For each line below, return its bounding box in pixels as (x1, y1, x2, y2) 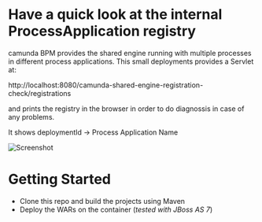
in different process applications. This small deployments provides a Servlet (8, 57, 254, 66)
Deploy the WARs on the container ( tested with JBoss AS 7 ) (19, 205, 213, 214)
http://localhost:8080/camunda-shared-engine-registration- (8, 80, 204, 90)
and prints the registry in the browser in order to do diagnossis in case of (8, 104, 245, 113)
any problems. (8, 112, 55, 121)
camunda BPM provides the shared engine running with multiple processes (8, 48, 252, 57)
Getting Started (8, 171, 112, 188)
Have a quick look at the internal (8, 6, 223, 24)
